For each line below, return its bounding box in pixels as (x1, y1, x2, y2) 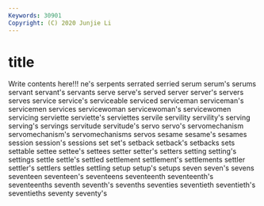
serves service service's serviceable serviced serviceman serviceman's (8, 96, 244, 105)
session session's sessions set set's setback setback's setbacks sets (8, 138, 235, 147)
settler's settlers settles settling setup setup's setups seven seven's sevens (8, 163, 255, 173)
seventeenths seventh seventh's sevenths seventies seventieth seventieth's (8, 180, 256, 190)
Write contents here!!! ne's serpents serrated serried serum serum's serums (8, 79, 256, 89)
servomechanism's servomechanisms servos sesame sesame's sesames (8, 130, 247, 139)
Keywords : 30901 (8, 11, 62, 20)
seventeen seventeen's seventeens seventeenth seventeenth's (8, 172, 214, 181)
